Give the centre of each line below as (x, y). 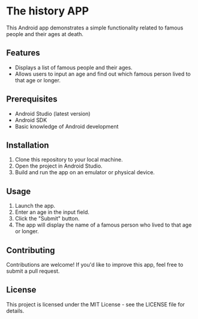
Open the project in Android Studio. (59, 166)
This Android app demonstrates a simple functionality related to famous (95, 28)
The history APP (47, 11)
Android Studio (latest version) (53, 114)
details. (15, 311)
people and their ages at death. (45, 34)
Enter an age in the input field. (52, 212)
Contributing (31, 250)
